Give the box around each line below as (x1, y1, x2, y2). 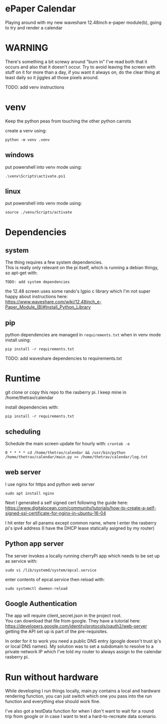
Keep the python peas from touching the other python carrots (5, 118, 132, 124)
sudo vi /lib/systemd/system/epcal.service (5, 568, 97, 573)
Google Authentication (5, 600, 77, 608)
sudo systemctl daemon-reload (5, 586, 68, 591)
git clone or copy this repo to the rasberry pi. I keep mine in (5, 389, 127, 396)
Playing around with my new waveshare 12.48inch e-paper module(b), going (5, 19, 162, 25)
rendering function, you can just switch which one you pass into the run (5, 693, 152, 699)
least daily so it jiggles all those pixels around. (5, 74, 99, 80)
